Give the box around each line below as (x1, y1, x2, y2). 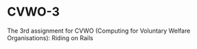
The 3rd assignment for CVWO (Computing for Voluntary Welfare (7, 27, 191, 35)
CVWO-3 (7, 4, 60, 20)
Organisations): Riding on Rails (7, 33, 94, 42)
